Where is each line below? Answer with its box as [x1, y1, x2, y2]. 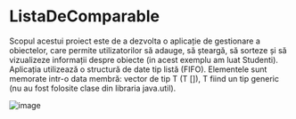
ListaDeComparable [9, 6, 160, 27]
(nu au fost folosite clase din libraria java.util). [9, 83, 177, 93]
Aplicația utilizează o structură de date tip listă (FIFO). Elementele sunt [9, 64, 267, 75]
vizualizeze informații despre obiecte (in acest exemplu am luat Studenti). [9, 54, 279, 65]
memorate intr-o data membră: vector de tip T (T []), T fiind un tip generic [9, 73, 279, 83]
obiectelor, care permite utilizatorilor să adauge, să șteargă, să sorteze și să [9, 44, 287, 55]
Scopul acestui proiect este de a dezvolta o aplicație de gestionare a [9, 36, 261, 46]
